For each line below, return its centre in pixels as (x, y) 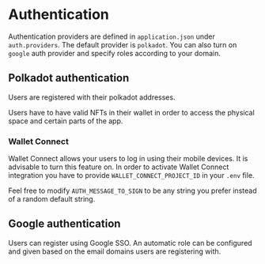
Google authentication (64, 224)
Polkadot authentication (69, 78)
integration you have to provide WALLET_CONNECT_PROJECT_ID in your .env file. (131, 175)
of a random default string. (52, 199)
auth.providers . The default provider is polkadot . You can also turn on (123, 44)
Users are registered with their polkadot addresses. (92, 97)
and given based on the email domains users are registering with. (115, 251)
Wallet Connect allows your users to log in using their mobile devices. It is (128, 159)
